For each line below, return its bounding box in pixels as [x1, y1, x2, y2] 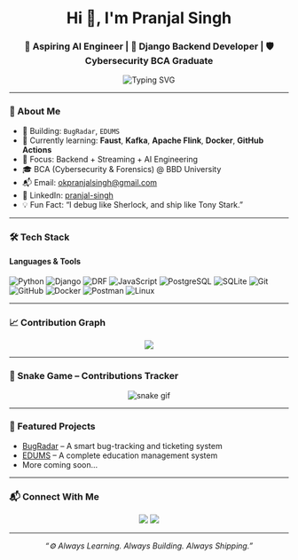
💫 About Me [9, 106, 61, 118]
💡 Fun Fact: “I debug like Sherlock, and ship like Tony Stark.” [21, 199, 244, 209]
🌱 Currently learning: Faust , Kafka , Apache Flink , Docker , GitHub [21, 135, 264, 146]
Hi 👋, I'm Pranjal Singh [66, 8, 232, 28]
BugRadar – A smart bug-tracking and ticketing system [21, 440, 223, 451]
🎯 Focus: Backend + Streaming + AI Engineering [21, 154, 198, 164]
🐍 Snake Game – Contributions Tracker [9, 370, 179, 383]
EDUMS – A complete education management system [21, 450, 218, 461]
